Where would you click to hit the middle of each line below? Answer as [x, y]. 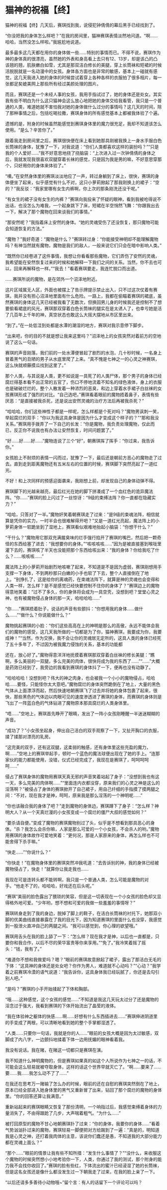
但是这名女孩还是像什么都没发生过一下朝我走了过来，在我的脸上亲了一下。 [81, 1172]
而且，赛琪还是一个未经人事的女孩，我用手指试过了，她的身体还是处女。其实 [83, 94]
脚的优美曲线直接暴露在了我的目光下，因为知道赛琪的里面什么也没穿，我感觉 [83, 919]
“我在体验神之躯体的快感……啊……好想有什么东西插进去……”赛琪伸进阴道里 [82, 1016]
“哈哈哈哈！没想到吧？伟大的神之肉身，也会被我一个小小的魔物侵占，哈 [78, 678]
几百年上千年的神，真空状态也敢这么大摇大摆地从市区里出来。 [72, 315]
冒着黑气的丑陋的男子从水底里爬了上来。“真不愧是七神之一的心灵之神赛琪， [83, 359]
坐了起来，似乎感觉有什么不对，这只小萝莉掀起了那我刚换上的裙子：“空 [87, 182]
